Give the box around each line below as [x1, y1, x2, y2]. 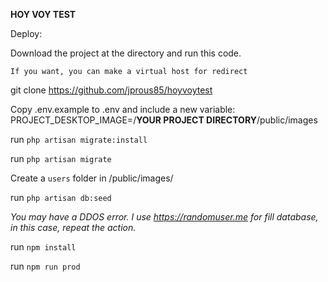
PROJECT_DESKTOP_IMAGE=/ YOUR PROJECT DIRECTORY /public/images [10, 114, 318, 126]
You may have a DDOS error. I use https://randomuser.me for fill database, [10, 211, 319, 223]
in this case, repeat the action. [10, 222, 137, 233]
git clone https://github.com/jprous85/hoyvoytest [10, 84, 213, 96]
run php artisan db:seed [10, 192, 112, 203]
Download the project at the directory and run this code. [10, 47, 242, 59]
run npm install [10, 241, 77, 253]
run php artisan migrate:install [10, 134, 148, 145]
